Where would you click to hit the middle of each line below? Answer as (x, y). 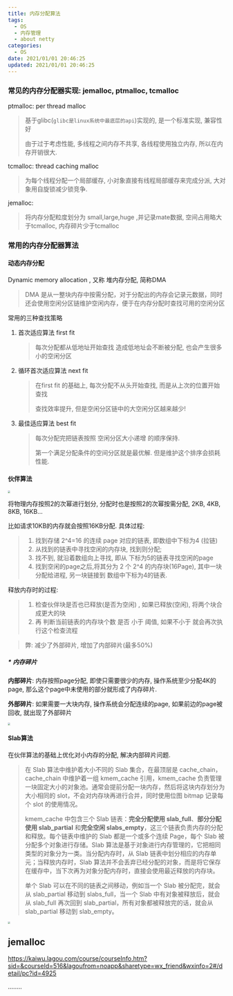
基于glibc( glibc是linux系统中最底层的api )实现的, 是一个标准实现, (114, 120)
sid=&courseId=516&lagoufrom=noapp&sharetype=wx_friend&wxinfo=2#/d (115, 966)
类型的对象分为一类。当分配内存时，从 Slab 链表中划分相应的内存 (118, 853)
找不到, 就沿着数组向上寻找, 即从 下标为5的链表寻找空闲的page (124, 557)
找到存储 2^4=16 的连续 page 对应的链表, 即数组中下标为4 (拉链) (127, 540)
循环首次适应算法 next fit (53, 371)
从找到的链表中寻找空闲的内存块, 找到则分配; (98, 549)
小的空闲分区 (53, 356)
